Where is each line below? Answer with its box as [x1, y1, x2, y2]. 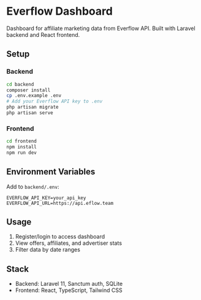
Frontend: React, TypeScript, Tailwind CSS [15, 287, 123, 294]
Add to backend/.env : [6, 183, 59, 190]
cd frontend [6, 138, 37, 145]
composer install [6, 87, 51, 93]
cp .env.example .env [6, 93, 62, 99]
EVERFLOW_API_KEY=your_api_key [6, 194, 86, 201]
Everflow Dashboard [6, 4, 113, 18]
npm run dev [6, 149, 37, 156]
